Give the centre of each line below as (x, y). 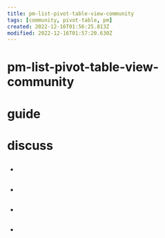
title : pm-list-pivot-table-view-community (71, 14)
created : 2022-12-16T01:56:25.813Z (58, 26)
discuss (30, 145)
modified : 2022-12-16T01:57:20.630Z (60, 33)
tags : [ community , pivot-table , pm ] (60, 20)
